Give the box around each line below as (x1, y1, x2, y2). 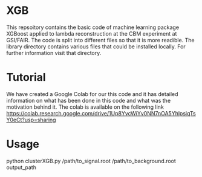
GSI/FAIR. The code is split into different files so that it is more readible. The (6, 36, 195, 43)
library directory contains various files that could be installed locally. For (6, 43, 186, 50)
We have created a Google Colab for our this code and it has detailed (6, 90, 178, 97)
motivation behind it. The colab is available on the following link (6, 103, 165, 111)
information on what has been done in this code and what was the (6, 97, 171, 104)
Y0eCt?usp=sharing (6, 116, 56, 123)
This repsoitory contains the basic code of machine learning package (6, 24, 180, 31)
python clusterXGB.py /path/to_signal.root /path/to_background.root (6, 157, 177, 164)
